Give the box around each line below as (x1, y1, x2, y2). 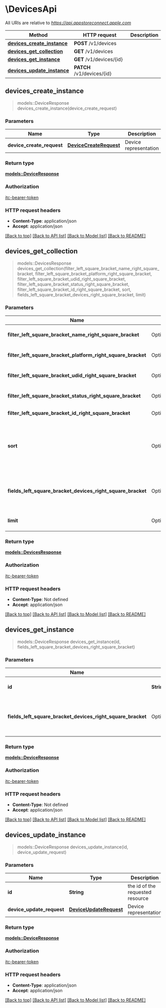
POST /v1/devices (74, 40, 117, 46)
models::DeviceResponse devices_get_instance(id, (17, 639, 121, 645)
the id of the (127, 883, 156, 889)
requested (127, 889, 152, 896)
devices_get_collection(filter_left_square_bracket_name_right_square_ (17, 265, 160, 271)
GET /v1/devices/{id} (74, 56, 123, 63)
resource (127, 895, 149, 902)
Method (29, 31, 48, 38)
